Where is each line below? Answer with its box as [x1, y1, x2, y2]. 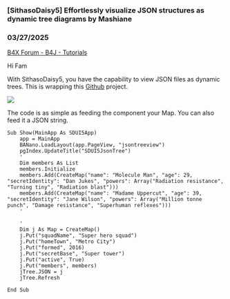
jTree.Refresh [19, 275, 60, 282]
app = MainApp [19, 135, 60, 143]
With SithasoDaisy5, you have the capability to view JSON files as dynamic [7, 75, 220, 84]
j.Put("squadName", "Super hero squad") [19, 232, 137, 240]
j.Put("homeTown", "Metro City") [19, 238, 116, 245]
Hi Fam [7, 61, 28, 70]
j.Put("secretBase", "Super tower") [19, 251, 126, 258]
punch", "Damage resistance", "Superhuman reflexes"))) [7, 202, 171, 209]
